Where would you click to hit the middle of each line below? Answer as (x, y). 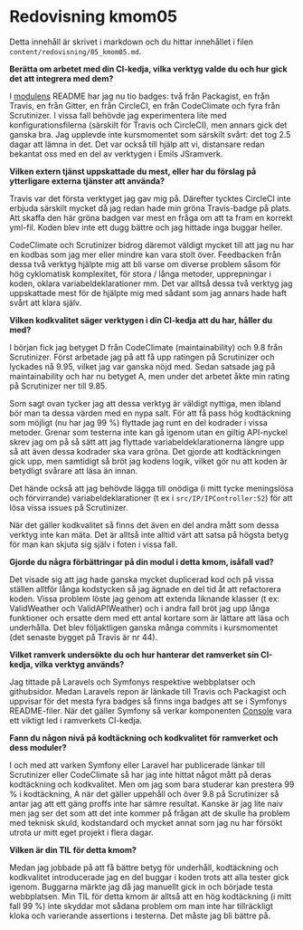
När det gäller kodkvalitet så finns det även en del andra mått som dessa (144, 525)
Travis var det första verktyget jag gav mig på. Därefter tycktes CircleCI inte (150, 198)
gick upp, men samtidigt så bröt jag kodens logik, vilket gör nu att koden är (148, 461)
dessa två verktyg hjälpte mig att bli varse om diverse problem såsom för (145, 264)
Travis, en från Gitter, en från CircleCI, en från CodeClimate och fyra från (145, 105)
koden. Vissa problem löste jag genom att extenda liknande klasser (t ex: (145, 599)
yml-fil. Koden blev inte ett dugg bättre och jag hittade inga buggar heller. (146, 227)
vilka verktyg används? (80, 664)
